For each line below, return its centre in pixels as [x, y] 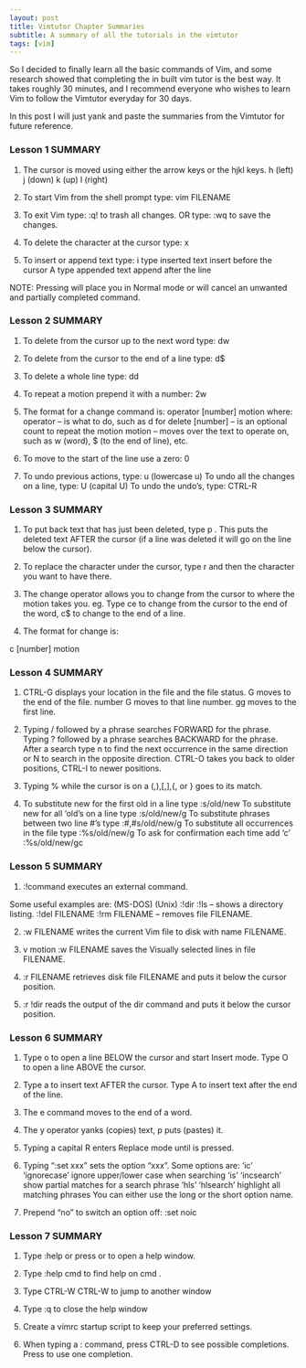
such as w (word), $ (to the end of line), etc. [106, 441]
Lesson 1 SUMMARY [55, 150]
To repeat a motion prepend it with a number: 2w [115, 393]
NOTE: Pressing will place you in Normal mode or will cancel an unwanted [148, 287]
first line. [39, 712]
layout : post [34, 18]
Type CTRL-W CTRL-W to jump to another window [117, 1291]
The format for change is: [70, 631]
